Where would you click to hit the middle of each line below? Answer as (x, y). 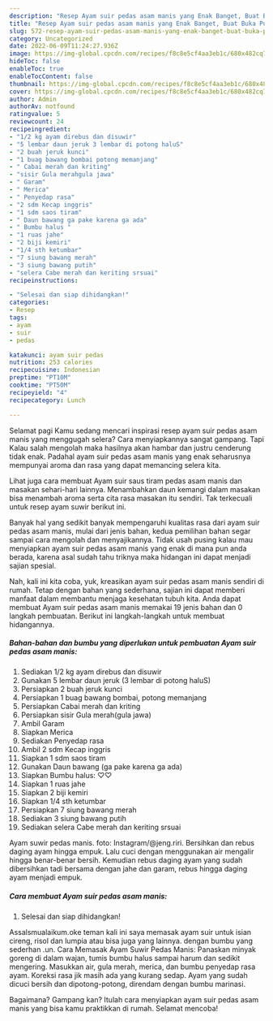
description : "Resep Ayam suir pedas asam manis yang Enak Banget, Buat (134, 16)
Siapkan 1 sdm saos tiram (63, 758)
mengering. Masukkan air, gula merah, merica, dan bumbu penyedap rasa (132, 967)
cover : (20, 91)
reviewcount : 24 (36, 122)
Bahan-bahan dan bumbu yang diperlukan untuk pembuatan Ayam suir (133, 643)
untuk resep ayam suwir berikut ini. (68, 506)
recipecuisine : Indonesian (55, 370)
